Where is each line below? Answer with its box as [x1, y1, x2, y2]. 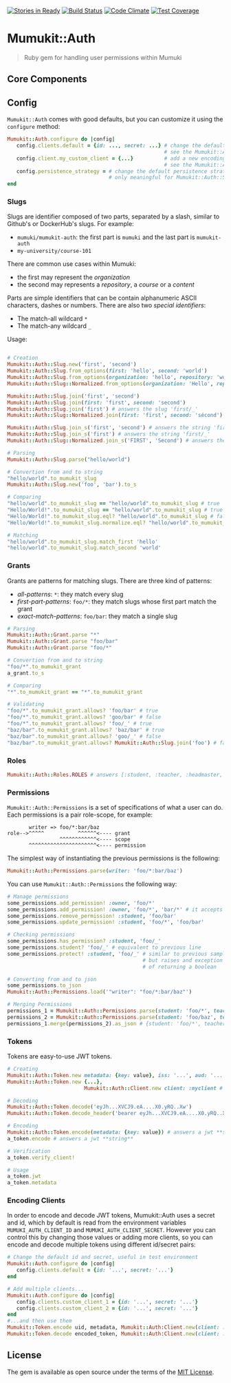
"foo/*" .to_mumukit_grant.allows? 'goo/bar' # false [7, 714, 162, 721]
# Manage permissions [7, 893, 69, 900]
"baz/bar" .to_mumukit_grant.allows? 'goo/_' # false [7, 733, 162, 740]
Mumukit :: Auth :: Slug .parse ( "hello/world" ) [7, 455, 131, 463]
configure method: [7, 123, 60, 131]
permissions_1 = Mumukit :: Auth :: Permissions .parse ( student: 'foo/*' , [7, 1007, 211, 1014]
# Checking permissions [7, 931, 76, 939]
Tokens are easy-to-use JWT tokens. [7, 1052, 112, 1061]
